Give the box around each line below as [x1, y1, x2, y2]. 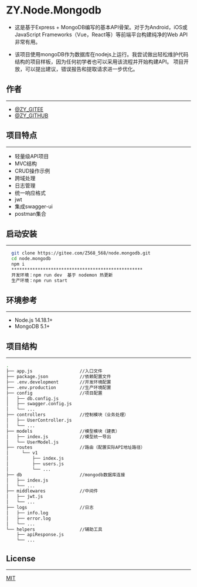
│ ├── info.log [6, 510, 49, 516]
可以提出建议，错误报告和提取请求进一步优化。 [25, 65, 138, 72]
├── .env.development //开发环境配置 [6, 379, 111, 385]
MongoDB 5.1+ [14, 323, 50, 330]
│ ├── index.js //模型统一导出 [6, 433, 111, 440]
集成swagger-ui [14, 203, 53, 210]
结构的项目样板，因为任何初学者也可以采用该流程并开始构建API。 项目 [14, 58, 184, 65]
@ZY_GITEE [14, 106, 44, 113]
